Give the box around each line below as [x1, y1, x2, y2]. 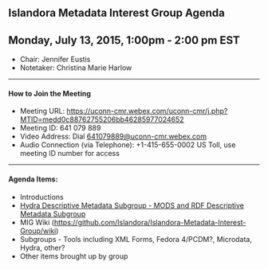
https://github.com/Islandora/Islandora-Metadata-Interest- [53, 217, 246, 227]
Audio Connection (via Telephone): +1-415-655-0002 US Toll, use [19, 140, 236, 150]
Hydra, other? [19, 243, 65, 252]
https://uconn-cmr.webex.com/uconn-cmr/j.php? [66, 107, 228, 116]
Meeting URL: [19, 107, 65, 116]
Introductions [19, 192, 64, 201]
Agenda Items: [8, 174, 58, 184]
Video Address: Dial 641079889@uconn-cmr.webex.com [19, 131, 207, 142]
